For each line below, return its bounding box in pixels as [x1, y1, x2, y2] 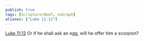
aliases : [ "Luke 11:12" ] [5, 16, 58, 21]
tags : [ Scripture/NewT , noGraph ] [5, 12, 76, 17]
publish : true [5, 7, 35, 12]
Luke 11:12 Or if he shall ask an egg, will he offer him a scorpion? [5, 30, 139, 36]
